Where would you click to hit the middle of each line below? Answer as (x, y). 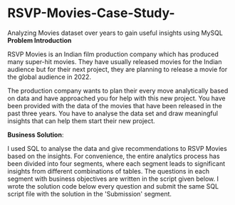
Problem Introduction (40, 40)
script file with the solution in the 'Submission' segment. (90, 194)
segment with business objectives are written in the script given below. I (113, 179)
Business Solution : (36, 135)
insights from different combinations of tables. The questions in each (109, 171)
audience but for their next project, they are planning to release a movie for (117, 69)
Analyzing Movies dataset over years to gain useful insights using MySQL (115, 33)
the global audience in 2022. (49, 77)
